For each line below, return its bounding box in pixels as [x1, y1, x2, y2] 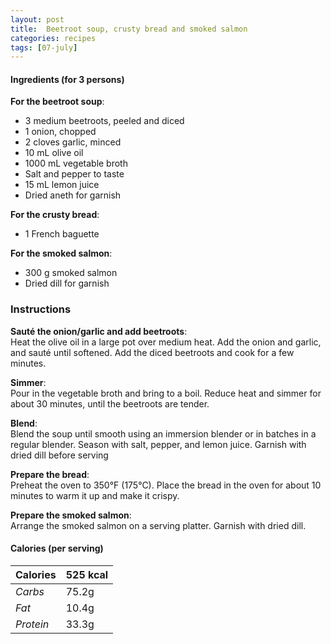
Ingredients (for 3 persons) [10, 73, 125, 85]
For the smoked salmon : [10, 247, 113, 260]
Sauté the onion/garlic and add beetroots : [10, 325, 188, 337]
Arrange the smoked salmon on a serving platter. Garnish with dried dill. [10, 519, 307, 531]
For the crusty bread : [10, 209, 100, 221]
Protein [15, 617, 50, 631]
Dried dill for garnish [24, 277, 110, 290]
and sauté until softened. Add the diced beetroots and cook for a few [10, 346, 295, 358]
